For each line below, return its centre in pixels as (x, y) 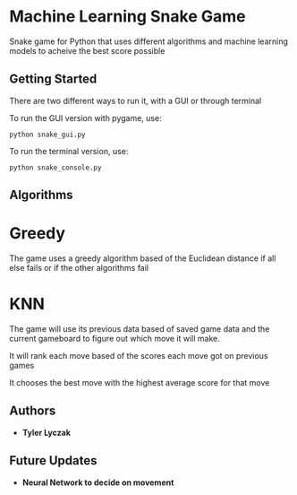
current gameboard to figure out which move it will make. (115, 339)
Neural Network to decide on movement (98, 482)
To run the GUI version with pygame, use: (86, 117)
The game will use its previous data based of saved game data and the (140, 329)
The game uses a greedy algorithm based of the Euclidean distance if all (143, 258)
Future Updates (53, 460)
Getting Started (53, 79)
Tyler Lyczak (47, 432)
